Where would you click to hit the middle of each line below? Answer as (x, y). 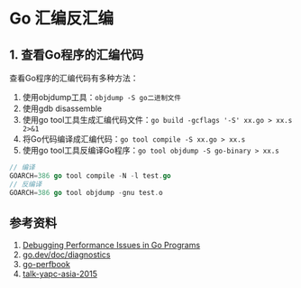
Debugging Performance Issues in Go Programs (111, 246)
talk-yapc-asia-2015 (59, 274)
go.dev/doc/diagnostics (66, 255)
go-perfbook (46, 265)
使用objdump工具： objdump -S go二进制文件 (102, 97)
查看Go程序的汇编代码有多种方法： (74, 78)
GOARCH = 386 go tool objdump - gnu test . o (87, 192)
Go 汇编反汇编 (62, 19)
